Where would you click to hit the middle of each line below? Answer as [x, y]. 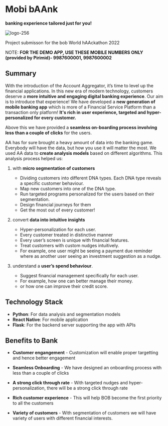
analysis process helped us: [34, 158]
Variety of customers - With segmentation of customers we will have [84, 413]
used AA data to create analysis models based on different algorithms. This [84, 153]
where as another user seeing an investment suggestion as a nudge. [91, 256]
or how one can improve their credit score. [64, 286]
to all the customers [33, 403]
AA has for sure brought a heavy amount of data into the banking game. [79, 142]
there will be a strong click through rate [87, 388]
